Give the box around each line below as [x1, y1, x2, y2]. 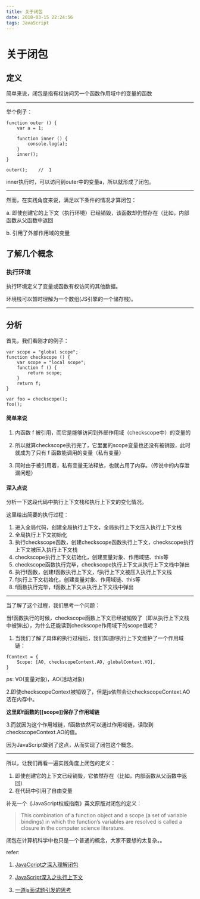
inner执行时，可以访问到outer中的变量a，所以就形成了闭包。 [6, 178, 155, 186]
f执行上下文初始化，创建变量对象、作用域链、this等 [14, 576, 141, 583]
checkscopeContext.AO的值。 [6, 729, 80, 736]
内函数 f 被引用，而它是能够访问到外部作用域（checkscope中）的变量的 [14, 429, 191, 436]
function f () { [17, 365, 58, 371]
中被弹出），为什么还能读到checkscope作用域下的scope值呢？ [6, 622, 159, 629]
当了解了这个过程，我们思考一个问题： [6, 602, 100, 609]
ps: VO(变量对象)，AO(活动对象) [6, 676, 85, 683]
